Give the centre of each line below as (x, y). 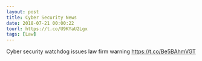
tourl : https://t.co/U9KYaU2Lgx (47, 29)
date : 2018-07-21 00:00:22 (40, 23)
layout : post (23, 12)
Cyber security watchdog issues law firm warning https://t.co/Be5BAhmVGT (101, 51)
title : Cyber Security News (42, 18)
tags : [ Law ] (21, 34)
